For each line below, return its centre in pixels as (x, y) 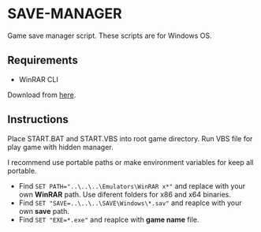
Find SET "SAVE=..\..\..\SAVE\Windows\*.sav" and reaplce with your (130, 203)
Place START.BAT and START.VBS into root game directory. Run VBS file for (130, 138)
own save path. (44, 211)
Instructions (38, 120)
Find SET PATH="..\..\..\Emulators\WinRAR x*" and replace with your (132, 185)
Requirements (43, 60)
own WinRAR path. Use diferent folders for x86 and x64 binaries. (125, 194)
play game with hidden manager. (60, 147)
